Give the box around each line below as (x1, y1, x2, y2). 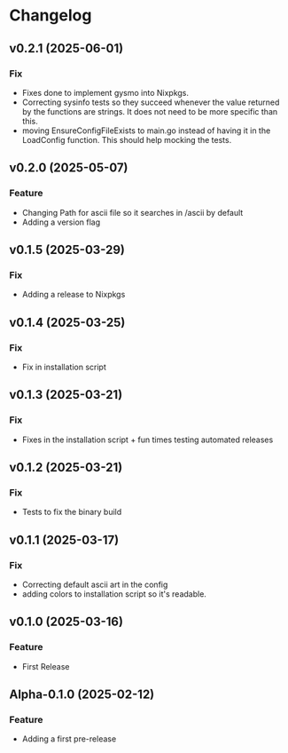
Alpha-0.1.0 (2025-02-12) (9, 687, 155, 702)
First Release (21, 661, 70, 671)
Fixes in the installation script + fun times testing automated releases (21, 434, 274, 445)
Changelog (9, 5, 92, 26)
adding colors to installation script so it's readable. (21, 589, 206, 599)
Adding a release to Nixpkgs (21, 289, 126, 300)
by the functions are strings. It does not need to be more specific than (21, 106, 278, 116)
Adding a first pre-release (21, 733, 117, 744)
